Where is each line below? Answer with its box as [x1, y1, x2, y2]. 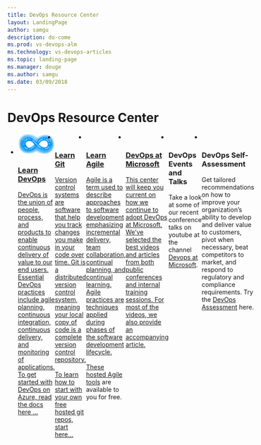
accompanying [126, 332, 169, 341]
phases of [85, 325, 115, 334]
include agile [17, 295, 55, 303]
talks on [168, 223, 192, 231]
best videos [126, 243, 160, 251]
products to [17, 228, 51, 236]
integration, [17, 317, 51, 326]
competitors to [201, 250, 245, 259]
